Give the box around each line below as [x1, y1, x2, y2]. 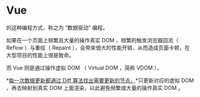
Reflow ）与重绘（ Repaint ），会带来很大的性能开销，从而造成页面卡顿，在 [6, 44, 190, 51]
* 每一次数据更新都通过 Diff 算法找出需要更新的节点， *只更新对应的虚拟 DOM [6, 77, 194, 84]
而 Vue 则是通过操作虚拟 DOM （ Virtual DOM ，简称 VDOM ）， [6, 64, 162, 71]
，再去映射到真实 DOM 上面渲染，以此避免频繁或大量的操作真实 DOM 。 [6, 84, 184, 91]
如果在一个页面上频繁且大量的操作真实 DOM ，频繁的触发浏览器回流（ [6, 36, 179, 43]
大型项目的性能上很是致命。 [6, 51, 75, 58]
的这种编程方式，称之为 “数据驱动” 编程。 [6, 24, 109, 31]
